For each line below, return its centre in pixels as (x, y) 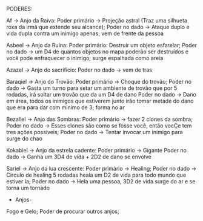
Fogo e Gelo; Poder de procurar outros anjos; (63, 211)
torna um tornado (28, 188)
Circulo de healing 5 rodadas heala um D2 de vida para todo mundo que (96, 175)
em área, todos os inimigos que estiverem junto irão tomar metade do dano (100, 101)
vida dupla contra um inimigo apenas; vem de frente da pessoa (85, 33)
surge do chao (24, 138)
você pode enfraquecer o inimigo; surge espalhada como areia (85, 58)
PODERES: (19, 9)
